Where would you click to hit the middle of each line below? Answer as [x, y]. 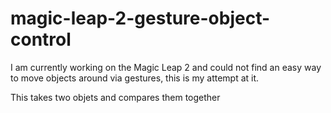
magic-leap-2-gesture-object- [140, 18]
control [41, 39]
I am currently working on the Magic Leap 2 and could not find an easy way [166, 67]
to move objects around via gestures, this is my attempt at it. [135, 78]
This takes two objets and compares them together [115, 97]
